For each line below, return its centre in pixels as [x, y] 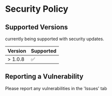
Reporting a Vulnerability [44, 77]
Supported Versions [36, 27]
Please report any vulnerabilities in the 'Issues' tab [56, 88]
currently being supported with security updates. [55, 39]
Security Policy [37, 9]
